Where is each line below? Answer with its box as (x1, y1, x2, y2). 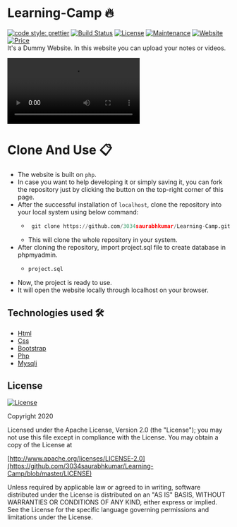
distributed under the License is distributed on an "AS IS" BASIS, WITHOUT (7, 490, 226, 499)
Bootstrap (17, 344, 47, 353)
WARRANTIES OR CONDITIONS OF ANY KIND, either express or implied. (7, 498, 217, 507)
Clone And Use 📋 (7, 143, 113, 158)
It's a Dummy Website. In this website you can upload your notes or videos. (7, 44, 226, 52)
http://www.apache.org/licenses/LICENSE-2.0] (9, 454, 146, 463)
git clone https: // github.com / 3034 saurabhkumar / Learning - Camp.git (31, 222, 231, 230)
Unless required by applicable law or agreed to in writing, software (7, 483, 201, 492)
